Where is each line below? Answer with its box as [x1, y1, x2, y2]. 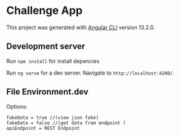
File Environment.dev [6, 87, 89, 97]
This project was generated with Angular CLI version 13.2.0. [6, 24, 156, 31]
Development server [6, 41, 85, 52]
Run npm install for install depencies [6, 57, 100, 64]
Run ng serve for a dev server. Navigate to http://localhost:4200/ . [6, 69, 175, 76]
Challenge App [6, 4, 83, 18]
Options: [6, 102, 28, 110]
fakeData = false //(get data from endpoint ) [6, 119, 126, 126]
